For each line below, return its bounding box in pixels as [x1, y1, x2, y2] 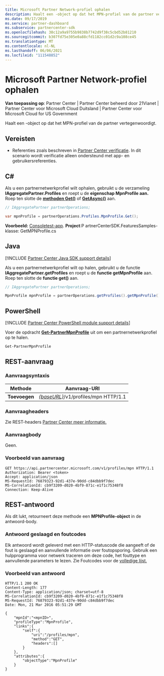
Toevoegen [7, 393, 34, 400]
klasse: [5, 228, 20, 234]
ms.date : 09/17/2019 [5, 16, 47, 21]
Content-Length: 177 [5, 585, 47, 590]
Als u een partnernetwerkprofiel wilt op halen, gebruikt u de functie [5, 265, 141, 270]
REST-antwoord [5, 500, 55, 508]
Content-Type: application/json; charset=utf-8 [5, 589, 104, 594]
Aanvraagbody [5, 431, 41, 438]
